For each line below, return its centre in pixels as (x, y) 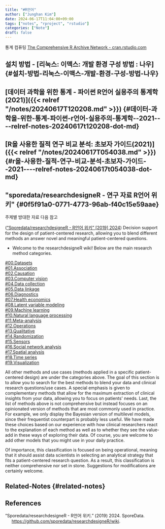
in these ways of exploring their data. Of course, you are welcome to (83, 435)
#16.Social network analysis (33, 347)
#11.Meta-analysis (23, 320)
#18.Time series (21, 357)
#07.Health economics (28, 299)
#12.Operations (20, 326)
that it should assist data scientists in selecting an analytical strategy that (79, 455)
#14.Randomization (25, 336)
